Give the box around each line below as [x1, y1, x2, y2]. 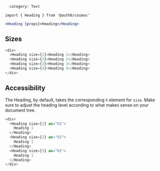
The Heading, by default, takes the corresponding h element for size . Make [5, 97, 155, 103]
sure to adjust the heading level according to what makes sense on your [5, 102, 149, 108]
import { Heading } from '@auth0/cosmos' [5, 13, 90, 18]
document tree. [5, 107, 36, 113]
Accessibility [5, 84, 46, 92]
